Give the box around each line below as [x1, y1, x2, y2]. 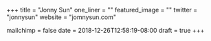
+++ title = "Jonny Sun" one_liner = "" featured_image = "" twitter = [6, 6, 198, 14]
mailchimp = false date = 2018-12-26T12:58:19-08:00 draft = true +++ [6, 27, 205, 34]
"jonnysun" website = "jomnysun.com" [6, 13, 117, 21]
